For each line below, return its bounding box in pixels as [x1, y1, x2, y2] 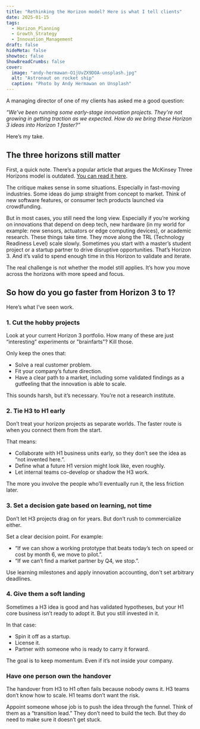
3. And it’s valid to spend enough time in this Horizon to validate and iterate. [6, 252, 192, 259]
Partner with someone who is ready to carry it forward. [14, 645, 150, 653]
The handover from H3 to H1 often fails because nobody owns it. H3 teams [6, 685, 189, 693]
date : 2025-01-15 [6, 14, 49, 20]
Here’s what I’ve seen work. [6, 303, 74, 311]
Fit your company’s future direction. [14, 367, 102, 374]
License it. [14, 639, 40, 646]
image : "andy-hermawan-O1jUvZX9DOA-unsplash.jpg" [11, 70, 137, 76]
